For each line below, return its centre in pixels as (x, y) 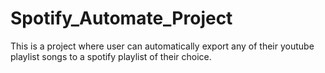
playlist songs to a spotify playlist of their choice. (111, 56)
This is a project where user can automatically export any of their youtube (162, 46)
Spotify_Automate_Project (121, 18)
